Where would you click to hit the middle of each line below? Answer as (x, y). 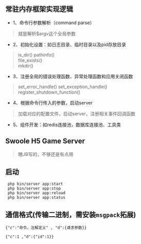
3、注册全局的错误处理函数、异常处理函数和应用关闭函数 (73, 76)
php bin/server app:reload (37, 193)
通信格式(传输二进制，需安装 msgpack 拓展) (71, 214)
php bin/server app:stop (34, 189)
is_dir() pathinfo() (36, 55)
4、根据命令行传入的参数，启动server (52, 102)
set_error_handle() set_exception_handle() (63, 86)
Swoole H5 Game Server (45, 141)
